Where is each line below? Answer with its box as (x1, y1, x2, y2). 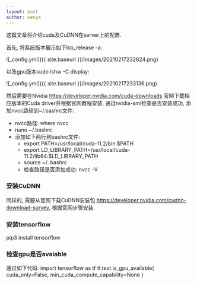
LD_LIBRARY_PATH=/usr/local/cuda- (41, 146, 131, 153)
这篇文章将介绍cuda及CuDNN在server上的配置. (6, 31, 122, 39)
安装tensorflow (6, 220, 51, 228)
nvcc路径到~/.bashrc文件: (11, 107, 74, 114)
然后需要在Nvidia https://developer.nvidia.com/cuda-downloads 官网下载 (6, 92, 185, 99)
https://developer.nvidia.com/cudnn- (96, 196, 187, 203)
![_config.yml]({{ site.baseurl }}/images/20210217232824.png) (6, 56, 158, 63)
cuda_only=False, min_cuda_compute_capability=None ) (6, 271, 144, 279)
